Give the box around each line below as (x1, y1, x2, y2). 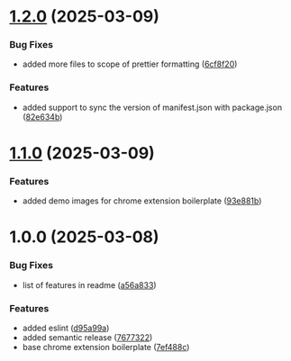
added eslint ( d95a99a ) (22, 322, 110, 334)
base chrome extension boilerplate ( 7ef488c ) (22, 342, 190, 353)
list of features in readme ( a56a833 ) (22, 279, 157, 290)
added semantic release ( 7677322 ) (22, 332, 153, 343)
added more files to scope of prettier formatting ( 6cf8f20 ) (22, 59, 238, 69)
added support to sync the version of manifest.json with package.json (22, 102, 282, 113)
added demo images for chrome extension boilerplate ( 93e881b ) (22, 195, 262, 206)
